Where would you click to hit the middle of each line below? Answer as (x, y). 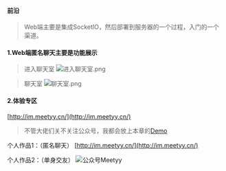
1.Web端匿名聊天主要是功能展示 (52, 52)
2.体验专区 (22, 101)
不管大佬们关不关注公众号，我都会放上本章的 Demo (95, 130)
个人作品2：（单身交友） (41, 160)
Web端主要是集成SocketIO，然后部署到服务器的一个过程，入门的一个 (122, 27)
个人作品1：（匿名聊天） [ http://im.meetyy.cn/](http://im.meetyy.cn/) (103, 145)
